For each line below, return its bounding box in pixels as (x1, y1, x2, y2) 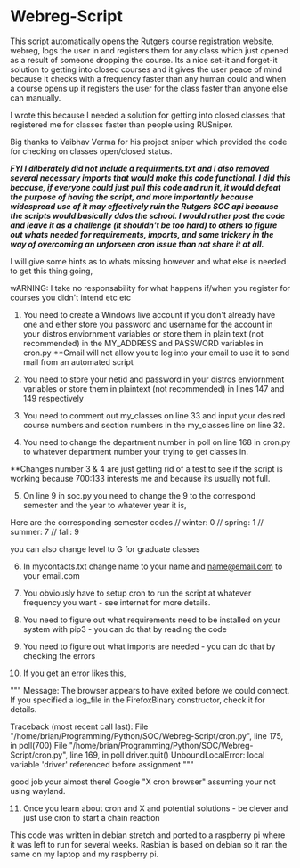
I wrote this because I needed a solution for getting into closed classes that (10, 110, 286, 120)
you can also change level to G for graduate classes (10, 543, 200, 554)
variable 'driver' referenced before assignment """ (10, 758, 194, 769)
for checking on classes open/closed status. (10, 145, 173, 157)
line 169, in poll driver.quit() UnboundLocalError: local (69, 750, 265, 760)
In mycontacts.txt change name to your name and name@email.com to (22, 561, 283, 572)
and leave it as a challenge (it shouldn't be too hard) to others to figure (10, 220, 278, 231)
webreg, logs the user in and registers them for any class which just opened (10, 45, 288, 55)
